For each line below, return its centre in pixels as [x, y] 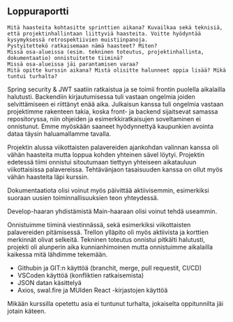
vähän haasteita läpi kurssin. [48, 176]
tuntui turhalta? [32, 76]
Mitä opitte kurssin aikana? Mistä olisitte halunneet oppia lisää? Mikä [117, 70]
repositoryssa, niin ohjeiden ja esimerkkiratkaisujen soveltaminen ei [104, 118]
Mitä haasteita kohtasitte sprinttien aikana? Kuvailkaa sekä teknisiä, [115, 27]
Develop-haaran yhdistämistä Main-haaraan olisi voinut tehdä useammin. [112, 211]
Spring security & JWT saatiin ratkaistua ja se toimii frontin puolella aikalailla [116, 89]
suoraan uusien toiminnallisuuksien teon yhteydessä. [83, 197]
